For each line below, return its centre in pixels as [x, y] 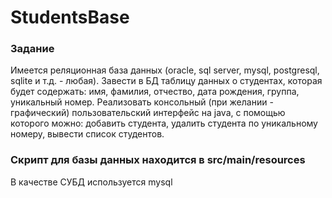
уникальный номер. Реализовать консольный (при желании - [142, 102]
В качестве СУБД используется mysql [91, 182]
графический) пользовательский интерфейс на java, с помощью [148, 113]
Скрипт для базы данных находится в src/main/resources [158, 160]
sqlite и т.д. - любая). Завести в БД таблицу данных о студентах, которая [166, 81]
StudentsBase [70, 17]
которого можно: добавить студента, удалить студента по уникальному [164, 123]
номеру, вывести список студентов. [87, 134]
